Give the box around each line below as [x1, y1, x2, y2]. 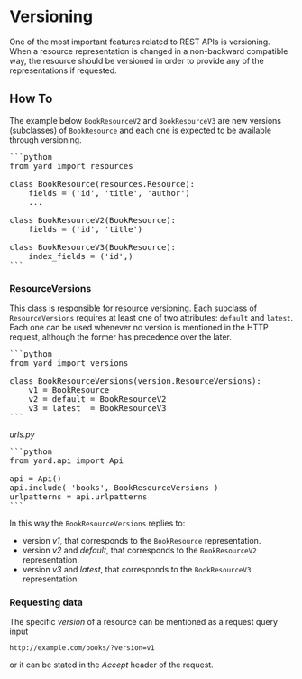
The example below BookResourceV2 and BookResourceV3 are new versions [9, 115, 282, 126]
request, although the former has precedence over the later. [9, 331, 233, 342]
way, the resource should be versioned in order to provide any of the [9, 55, 264, 66]
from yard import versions [9, 358, 129, 368]
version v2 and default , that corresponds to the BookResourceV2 [22, 544, 257, 556]
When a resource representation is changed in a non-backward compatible [9, 45, 288, 56]
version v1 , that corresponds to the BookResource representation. [22, 535, 261, 546]
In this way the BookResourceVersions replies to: [9, 517, 186, 529]
